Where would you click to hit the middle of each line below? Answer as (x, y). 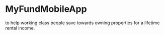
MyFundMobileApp (46, 9)
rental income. (20, 28)
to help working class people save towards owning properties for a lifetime (82, 23)
